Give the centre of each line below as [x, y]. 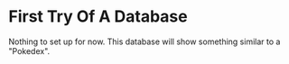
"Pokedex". [29, 50]
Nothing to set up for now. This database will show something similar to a [144, 41]
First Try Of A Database [98, 17]
